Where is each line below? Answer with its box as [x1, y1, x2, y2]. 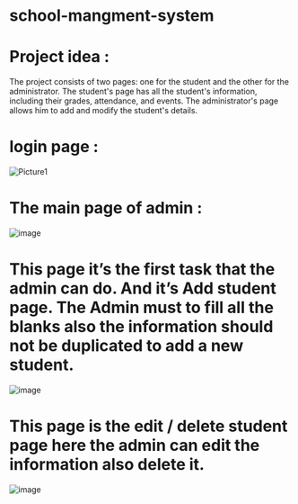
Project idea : [9, 47, 110, 67]
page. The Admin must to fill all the [9, 298, 274, 318]
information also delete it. [9, 454, 205, 475]
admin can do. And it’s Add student [9, 278, 276, 299]
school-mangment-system [9, 5, 215, 26]
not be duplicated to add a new [9, 336, 244, 356]
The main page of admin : [9, 198, 203, 219]
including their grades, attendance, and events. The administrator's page [9, 95, 279, 106]
